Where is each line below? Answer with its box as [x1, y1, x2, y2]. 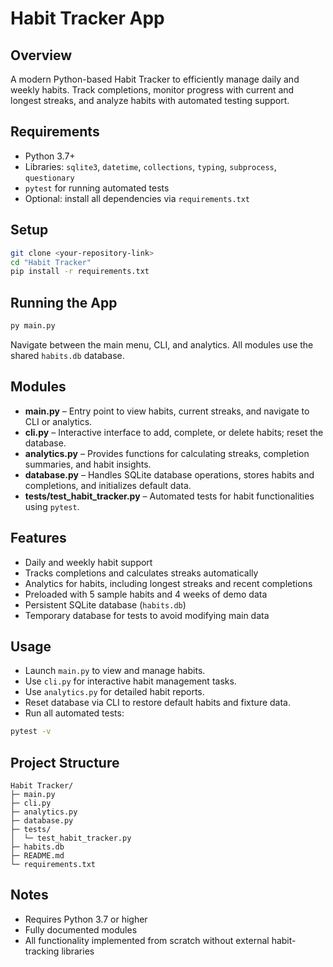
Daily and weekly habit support [24, 556, 153, 568]
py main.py [10, 321, 56, 331]
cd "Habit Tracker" [10, 257, 92, 267]
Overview [10, 47, 73, 64]
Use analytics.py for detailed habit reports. [24, 686, 205, 698]
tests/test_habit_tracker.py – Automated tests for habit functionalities [24, 490, 315, 502]
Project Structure [10, 754, 120, 771]
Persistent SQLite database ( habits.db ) [24, 598, 187, 611]
